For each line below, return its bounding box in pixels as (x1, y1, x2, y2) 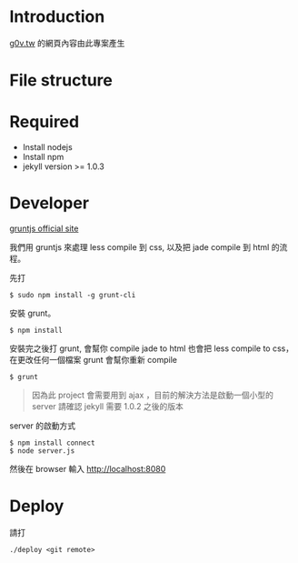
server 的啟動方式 (9, 420, 76, 431)
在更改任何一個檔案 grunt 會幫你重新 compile (9, 355, 177, 365)
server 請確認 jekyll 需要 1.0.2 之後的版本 (31, 401, 184, 411)
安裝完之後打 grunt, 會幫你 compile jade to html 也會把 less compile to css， (9, 343, 293, 354)
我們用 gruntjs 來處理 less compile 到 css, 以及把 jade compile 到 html (9, 242, 270, 252)
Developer (9, 193, 89, 214)
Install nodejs (22, 142, 73, 153)
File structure (9, 70, 114, 91)
